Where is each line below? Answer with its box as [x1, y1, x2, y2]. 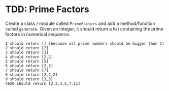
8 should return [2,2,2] [5, 72, 58, 77]
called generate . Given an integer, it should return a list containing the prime [5, 25, 164, 32]
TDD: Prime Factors [5, 4, 90, 15]
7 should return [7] [5, 68, 49, 73]
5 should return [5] [5, 58, 49, 64]
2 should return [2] [5, 45, 49, 50]
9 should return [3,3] [5, 76, 53, 82]
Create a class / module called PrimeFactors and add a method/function [5, 20, 156, 26]
